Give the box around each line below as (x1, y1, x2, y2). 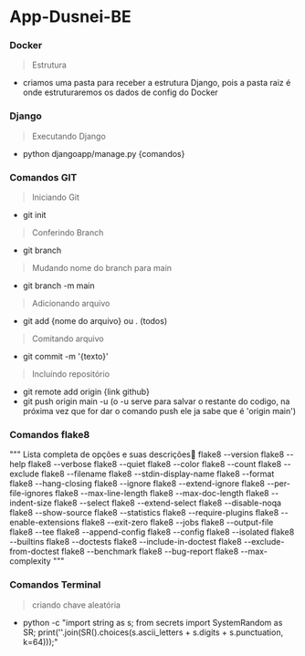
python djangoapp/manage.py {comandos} (22, 148, 185, 159)
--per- (266, 478, 290, 489)
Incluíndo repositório (31, 369, 110, 380)
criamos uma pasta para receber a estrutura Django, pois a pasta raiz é (22, 78, 291, 89)
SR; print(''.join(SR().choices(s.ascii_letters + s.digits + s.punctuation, (22, 627, 284, 638)
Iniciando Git (31, 192, 80, 203)
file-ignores (9, 488, 53, 499)
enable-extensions (9, 517, 80, 528)
